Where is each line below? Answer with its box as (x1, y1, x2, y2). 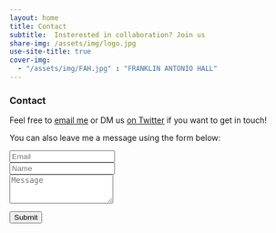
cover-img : (9, 56, 51, 65)
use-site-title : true (9, 47, 92, 56)
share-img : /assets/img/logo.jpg (9, 38, 137, 48)
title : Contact (9, 22, 67, 31)
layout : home (9, 13, 59, 23)
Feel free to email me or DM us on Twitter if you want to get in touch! (9, 115, 267, 126)
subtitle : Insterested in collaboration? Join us (9, 30, 206, 39)
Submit (14, 213, 38, 223)
